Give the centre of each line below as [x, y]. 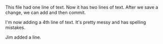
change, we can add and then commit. [46, 12]
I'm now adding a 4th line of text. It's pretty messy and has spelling [76, 22]
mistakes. [15, 27]
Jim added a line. [23, 37]
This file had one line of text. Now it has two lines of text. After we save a [82, 7]
